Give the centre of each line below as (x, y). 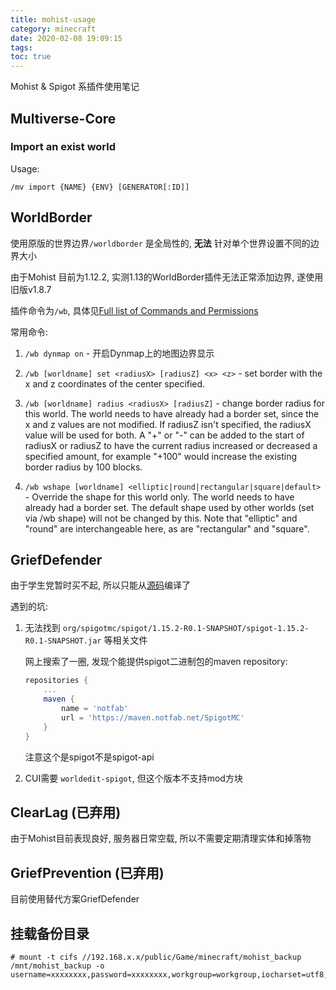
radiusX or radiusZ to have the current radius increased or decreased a (171, 445)
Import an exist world (63, 147)
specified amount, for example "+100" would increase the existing (161, 456)
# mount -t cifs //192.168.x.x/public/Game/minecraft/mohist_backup (156, 957)
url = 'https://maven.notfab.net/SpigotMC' (153, 717)
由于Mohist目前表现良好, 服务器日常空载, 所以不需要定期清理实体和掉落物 (161, 838)
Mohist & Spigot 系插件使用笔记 (75, 87)
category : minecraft (53, 29)
